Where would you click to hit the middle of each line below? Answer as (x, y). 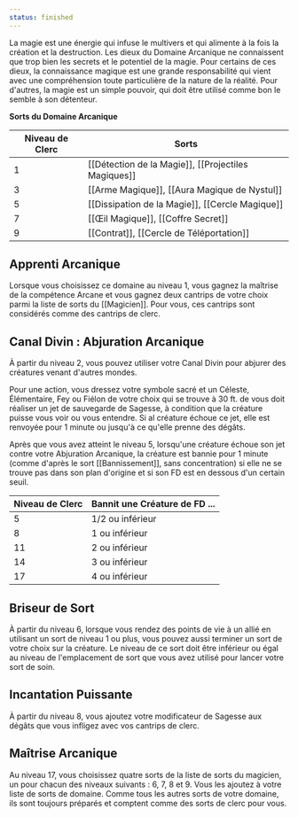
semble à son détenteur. (53, 99)
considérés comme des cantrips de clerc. (85, 314)
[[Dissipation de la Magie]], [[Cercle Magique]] (185, 204)
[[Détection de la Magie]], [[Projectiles (168, 164)
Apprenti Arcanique (65, 265)
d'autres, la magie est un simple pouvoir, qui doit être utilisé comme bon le (145, 89)
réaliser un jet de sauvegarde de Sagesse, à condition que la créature (136, 408)
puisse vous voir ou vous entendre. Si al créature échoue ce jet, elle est (140, 418)
